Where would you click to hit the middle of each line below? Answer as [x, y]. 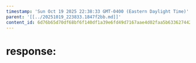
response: [31, 51]
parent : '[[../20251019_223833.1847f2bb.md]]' [64, 17]
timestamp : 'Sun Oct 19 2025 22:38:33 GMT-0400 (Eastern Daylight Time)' [98, 11]
